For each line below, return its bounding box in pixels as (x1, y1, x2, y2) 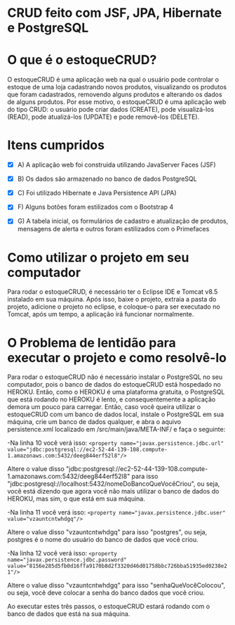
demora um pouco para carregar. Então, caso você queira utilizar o (7, 403, 201, 411)
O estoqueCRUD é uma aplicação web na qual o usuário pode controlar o (7, 75, 220, 84)
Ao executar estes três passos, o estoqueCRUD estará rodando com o (7, 603, 210, 611)
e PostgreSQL (7, 20, 89, 36)
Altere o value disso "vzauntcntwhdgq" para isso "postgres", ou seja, (7, 528, 208, 536)
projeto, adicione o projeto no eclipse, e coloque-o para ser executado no (7, 302, 220, 311)
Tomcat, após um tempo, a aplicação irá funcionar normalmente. (7, 310, 194, 318)
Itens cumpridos (7, 137, 105, 153)
